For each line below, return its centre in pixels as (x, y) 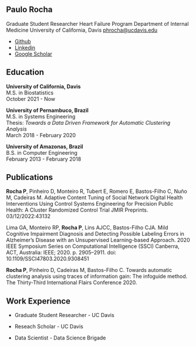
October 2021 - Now (31, 98)
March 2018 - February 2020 (41, 135)
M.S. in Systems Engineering (41, 116)
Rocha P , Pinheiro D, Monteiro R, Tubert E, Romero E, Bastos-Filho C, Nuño (97, 191)
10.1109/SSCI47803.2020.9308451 (48, 259)
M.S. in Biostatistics (30, 93)
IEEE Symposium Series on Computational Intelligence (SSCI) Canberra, (93, 246)
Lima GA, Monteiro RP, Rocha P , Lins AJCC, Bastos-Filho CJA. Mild (87, 227)
